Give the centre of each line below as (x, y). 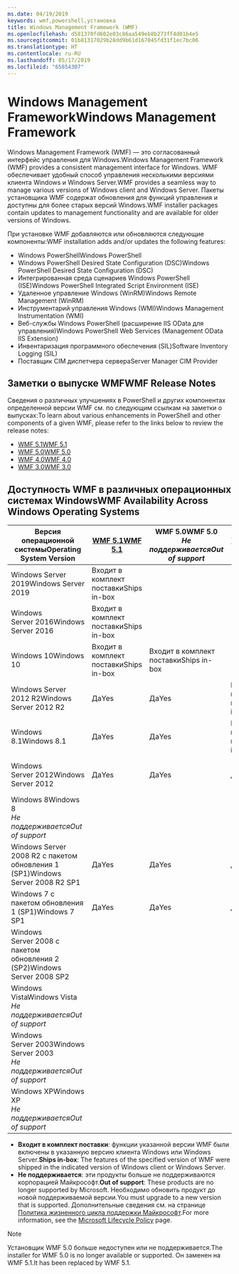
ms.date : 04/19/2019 (38, 14)
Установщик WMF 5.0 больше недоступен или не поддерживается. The (115, 1248)
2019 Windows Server (48, 584)
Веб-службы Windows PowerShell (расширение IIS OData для (111, 323)
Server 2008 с (36, 941)
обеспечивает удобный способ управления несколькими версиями (111, 174)
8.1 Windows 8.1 (39, 741)
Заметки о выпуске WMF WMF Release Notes (112, 383)
